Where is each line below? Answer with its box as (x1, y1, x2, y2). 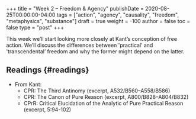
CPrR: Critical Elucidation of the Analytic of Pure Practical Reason (23, 99, 184, 107)
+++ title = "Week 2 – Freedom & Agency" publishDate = (6, 5, 144, 12)
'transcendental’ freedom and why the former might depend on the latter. (6, 48, 185, 55)
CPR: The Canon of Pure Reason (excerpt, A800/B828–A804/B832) (23, 93, 189, 100)
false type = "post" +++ (6, 24, 65, 31)
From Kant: (14, 81, 42, 88)
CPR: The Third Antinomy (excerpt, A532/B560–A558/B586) (23, 87, 171, 94)
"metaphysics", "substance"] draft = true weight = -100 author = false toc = (6, 18, 191, 24)
